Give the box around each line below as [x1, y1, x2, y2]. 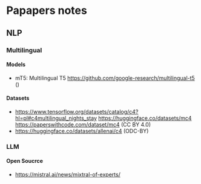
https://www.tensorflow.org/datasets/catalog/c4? [15, 108, 139, 115]
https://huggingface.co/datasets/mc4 [97, 114, 192, 122]
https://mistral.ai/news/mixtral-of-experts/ [15, 171, 121, 179]
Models [6, 61, 26, 68]
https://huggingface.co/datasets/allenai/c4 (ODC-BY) [15, 127, 149, 134]
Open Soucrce [6, 157, 44, 165]
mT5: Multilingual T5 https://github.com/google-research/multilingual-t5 [15, 74, 195, 82]
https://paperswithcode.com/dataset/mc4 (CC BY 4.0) [15, 120, 151, 128]
